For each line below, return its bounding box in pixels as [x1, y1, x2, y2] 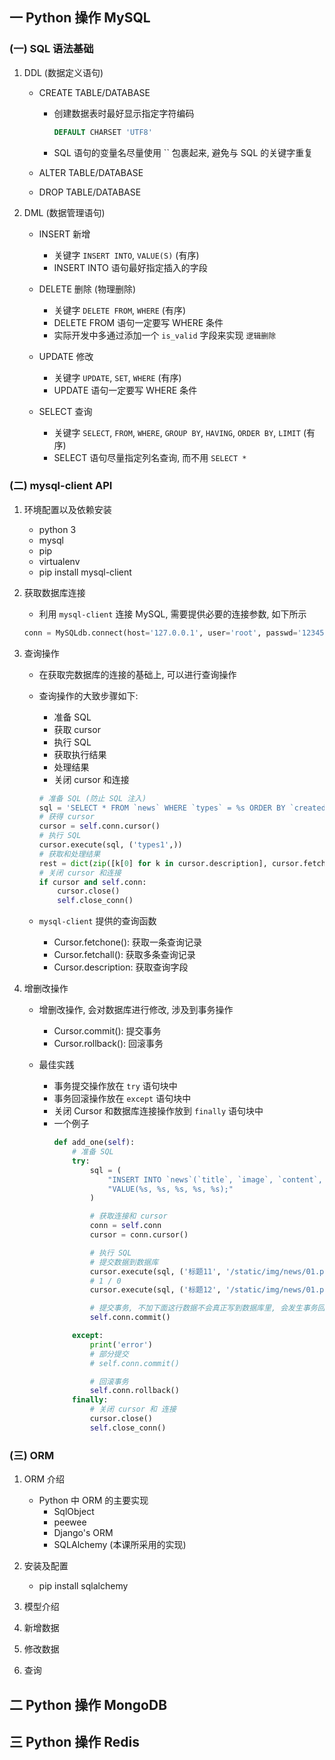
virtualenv [38, 555, 81, 567]
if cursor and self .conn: [38, 877, 147, 887]
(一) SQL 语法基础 [9, 42, 94, 56]
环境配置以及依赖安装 [23, 503, 112, 515]
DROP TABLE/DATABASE [38, 186, 142, 198]
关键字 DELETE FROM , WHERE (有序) [53, 304, 187, 316]
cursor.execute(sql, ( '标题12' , [89, 1285, 222, 1295]
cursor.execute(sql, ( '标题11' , [89, 1266, 222, 1277]
